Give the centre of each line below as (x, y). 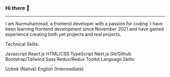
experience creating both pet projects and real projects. (63, 34)
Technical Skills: (22, 44)
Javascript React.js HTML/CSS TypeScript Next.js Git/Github (68, 54)
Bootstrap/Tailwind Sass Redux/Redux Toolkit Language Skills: (70, 59)
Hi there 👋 (18, 8)
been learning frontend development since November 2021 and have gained (85, 29)
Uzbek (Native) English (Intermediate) (45, 69)
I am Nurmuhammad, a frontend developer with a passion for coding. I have (84, 24)
